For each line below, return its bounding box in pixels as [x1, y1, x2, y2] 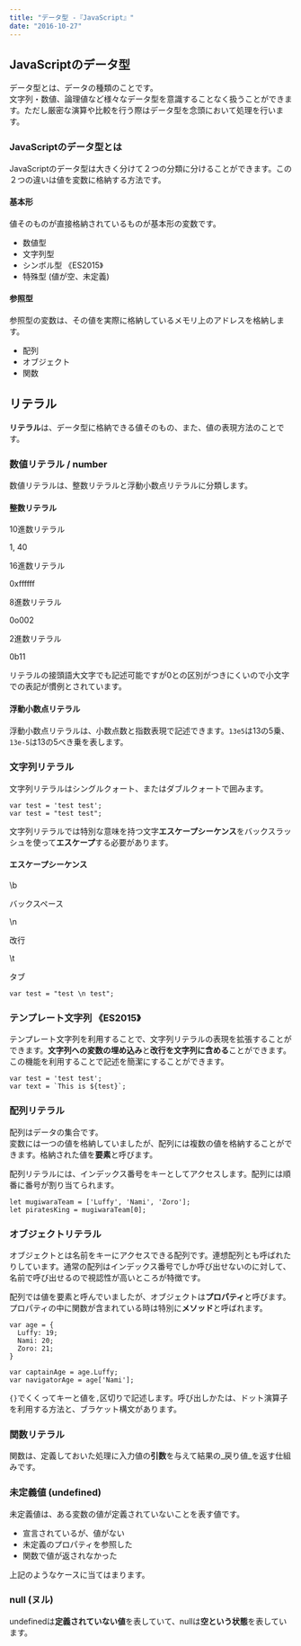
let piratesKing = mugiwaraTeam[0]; [9, 1205, 146, 1214]
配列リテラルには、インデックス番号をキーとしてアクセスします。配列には [9, 1168, 284, 1179]
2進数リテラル [9, 633, 62, 644]
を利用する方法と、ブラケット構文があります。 [9, 1403, 182, 1414]
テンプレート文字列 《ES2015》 [9, 1012, 141, 1024]
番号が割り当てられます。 [24, 1179, 120, 1190]
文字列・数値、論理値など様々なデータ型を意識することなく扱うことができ [9, 93, 285, 104]
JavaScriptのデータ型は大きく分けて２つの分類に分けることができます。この [9, 163, 292, 173]
